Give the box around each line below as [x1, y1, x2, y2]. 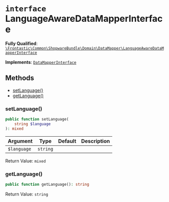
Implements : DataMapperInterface [5, 59, 77, 65]
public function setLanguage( [5, 117, 69, 122]
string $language [14, 121, 51, 127]
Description [81, 137, 110, 144]
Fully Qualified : [5, 40, 38, 47]
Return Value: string [5, 191, 49, 197]
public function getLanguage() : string [5, 182, 90, 187]
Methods [5, 74, 34, 83]
